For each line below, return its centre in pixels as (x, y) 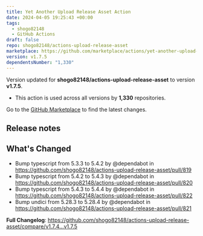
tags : (13, 23)
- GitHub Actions (34, 34)
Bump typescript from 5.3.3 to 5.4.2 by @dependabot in (84, 163)
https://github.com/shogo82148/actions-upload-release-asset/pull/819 (103, 170)
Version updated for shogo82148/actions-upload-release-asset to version (101, 80)
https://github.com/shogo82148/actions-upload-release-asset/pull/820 (104, 182)
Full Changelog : (26, 220)
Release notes (34, 128)
